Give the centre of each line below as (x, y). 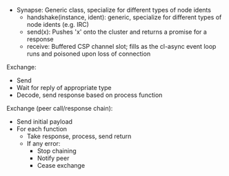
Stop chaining (57, 151)
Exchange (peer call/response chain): (60, 108)
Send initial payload (44, 122)
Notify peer (53, 158)
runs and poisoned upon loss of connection (89, 54)
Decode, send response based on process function (89, 95)
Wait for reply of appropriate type (64, 88)
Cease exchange (61, 165)
